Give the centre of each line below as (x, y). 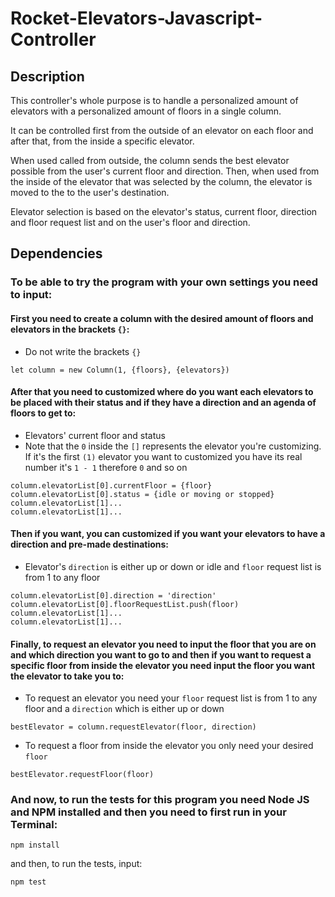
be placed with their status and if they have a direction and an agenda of (163, 403)
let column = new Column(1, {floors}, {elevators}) (120, 370)
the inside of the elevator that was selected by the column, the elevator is (161, 181)
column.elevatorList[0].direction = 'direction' (113, 595)
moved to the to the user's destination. (90, 192)
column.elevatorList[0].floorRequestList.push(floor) (125, 604)
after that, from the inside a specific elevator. (102, 141)
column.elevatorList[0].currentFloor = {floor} (111, 485)
